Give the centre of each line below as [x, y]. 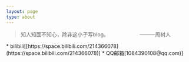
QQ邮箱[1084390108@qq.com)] [145, 53]
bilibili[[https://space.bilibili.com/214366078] [64, 46]
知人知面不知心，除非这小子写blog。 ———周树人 [95, 34]
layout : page [22, 11]
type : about [21, 17]
